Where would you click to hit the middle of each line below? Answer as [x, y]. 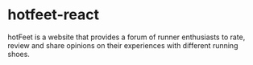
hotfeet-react [54, 15]
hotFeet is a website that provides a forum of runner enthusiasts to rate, [126, 37]
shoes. [19, 54]
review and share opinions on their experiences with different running [123, 45]
